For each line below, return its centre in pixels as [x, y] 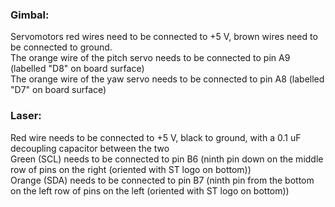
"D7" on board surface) [58, 90]
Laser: [26, 116]
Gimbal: [30, 15]
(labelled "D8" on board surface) [77, 69]
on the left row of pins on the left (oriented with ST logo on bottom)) [150, 190]
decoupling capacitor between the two [90, 148]
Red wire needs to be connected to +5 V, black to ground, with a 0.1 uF [156, 137]
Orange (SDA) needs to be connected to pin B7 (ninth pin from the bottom [162, 180]
